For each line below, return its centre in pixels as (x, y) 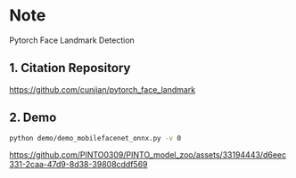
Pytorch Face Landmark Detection (72, 40)
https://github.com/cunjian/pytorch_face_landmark (103, 89)
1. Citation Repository (70, 68)
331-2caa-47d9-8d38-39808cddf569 (79, 165)
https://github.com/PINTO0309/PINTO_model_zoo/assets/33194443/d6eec (148, 155)
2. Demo (33, 118)
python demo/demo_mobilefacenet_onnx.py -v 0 (95, 138)
